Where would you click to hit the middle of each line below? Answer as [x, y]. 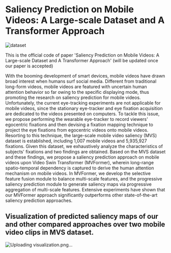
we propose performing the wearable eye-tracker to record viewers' [77, 119]
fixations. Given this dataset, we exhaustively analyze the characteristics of [84, 146]
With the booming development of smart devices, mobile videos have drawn [85, 75]
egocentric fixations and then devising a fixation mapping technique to [79, 124]
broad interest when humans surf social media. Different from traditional [81, 81]
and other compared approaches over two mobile [85, 225]
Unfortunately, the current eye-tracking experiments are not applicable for [83, 103]
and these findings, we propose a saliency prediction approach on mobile [82, 157]
